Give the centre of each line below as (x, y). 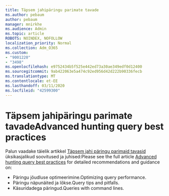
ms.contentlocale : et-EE (32, 81)
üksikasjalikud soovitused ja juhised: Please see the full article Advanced (81, 157)
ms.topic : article (25, 34)
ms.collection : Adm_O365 (32, 48)
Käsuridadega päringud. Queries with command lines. (68, 188)
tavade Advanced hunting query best (84, 127)
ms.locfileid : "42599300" (33, 90)
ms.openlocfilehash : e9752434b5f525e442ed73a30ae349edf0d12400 (74, 67)
